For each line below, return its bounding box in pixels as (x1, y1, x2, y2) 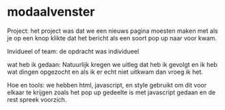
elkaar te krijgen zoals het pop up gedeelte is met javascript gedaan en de (7, 88, 216, 96)
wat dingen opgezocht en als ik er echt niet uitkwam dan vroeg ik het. (7, 68, 204, 76)
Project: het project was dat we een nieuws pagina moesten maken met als (7, 27, 218, 35)
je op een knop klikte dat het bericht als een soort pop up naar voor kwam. (7, 33, 217, 42)
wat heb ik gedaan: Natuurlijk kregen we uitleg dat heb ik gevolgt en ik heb (7, 60, 217, 68)
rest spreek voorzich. (7, 95, 67, 103)
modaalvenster (7, 4, 95, 20)
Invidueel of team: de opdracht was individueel (7, 47, 140, 55)
